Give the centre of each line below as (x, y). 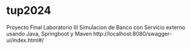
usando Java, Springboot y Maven (49, 33)
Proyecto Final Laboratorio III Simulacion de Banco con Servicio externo (96, 27)
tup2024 (29, 11)
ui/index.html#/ (25, 40)
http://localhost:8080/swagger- (132, 33)
